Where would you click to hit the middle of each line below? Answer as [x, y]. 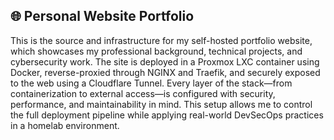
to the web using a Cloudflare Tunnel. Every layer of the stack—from [151, 83]
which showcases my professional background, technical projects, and [156, 51]
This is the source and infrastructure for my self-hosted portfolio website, [161, 40]
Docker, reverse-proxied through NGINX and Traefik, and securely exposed [165, 72]
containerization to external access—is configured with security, [143, 93]
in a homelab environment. [65, 125]
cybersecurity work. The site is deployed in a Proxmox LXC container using [165, 61]
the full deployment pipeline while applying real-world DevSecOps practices [167, 115]
